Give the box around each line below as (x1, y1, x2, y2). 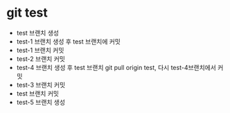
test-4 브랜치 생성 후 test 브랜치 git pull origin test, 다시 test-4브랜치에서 (16, 63, 216, 71)
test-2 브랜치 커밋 (16, 54, 65, 63)
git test (6, 5, 48, 21)
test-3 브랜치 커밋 (16, 80, 66, 89)
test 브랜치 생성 (16, 28, 60, 37)
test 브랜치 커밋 (16, 89, 60, 98)
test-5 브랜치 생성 (16, 98, 66, 106)
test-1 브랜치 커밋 (16, 46, 64, 54)
